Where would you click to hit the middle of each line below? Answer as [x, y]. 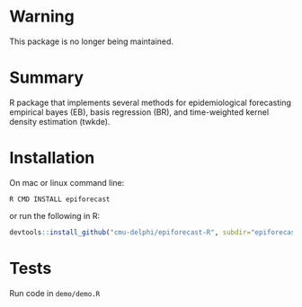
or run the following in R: [55, 215]
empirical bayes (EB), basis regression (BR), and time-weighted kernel [139, 112]
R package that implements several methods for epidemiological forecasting [151, 102]
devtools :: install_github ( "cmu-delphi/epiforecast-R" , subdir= [130, 232]
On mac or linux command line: [67, 182]
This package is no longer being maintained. [91, 41]
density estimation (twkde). [60, 121]
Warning [42, 17]
